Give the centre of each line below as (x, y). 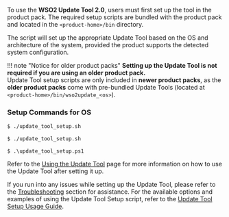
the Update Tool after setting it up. (56, 171)
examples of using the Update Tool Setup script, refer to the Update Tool (110, 199)
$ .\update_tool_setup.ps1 (46, 151)
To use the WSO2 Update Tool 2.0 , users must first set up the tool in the (109, 10)
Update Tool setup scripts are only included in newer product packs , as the (114, 80)
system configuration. (38, 52)
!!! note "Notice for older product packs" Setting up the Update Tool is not (112, 65)
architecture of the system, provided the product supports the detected (108, 45)
